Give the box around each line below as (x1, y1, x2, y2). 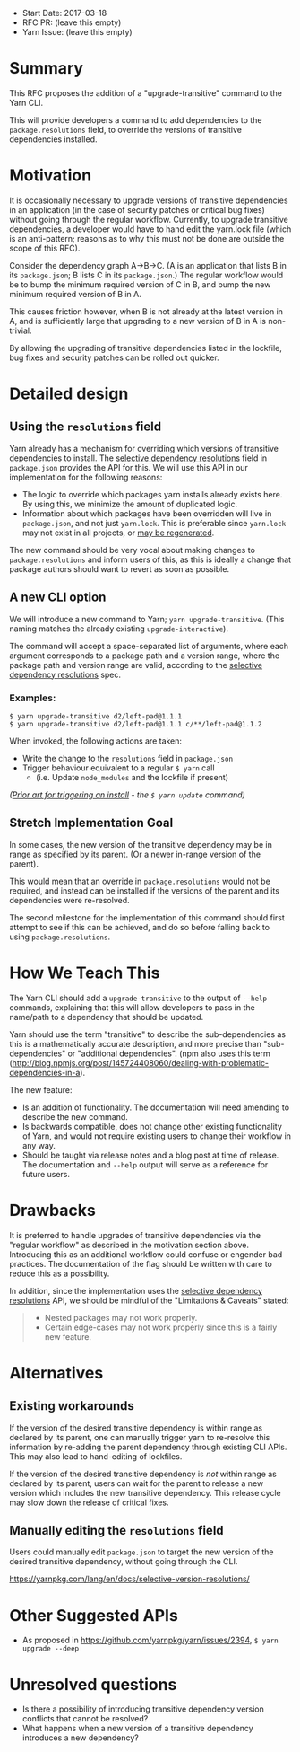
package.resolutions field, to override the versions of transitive (9, 124, 243, 135)
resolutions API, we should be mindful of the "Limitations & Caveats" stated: (9, 1295, 289, 1306)
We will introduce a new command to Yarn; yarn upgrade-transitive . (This (9, 613, 285, 624)
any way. (21, 1140, 56, 1150)
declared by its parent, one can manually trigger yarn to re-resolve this (9, 1431, 270, 1442)
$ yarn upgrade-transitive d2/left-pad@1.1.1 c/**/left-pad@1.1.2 (9, 719, 262, 728)
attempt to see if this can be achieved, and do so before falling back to (9, 921, 270, 932)
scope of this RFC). (9, 242, 81, 253)
